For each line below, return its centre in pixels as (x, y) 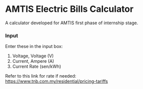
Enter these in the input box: (34, 46)
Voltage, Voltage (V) (33, 56)
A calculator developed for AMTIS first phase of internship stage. (71, 23)
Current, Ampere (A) (33, 61)
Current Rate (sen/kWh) (36, 67)
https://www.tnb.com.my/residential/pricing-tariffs (57, 81)
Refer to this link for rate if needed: (41, 76)
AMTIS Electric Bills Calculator (70, 9)
